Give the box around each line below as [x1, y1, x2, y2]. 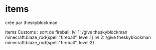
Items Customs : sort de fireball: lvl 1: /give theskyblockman [5, 29, 128, 35]
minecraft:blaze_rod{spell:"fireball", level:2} [5, 39, 95, 45]
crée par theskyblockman [5, 20, 58, 25]
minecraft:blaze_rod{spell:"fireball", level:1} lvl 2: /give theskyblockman [5, 34, 151, 40]
